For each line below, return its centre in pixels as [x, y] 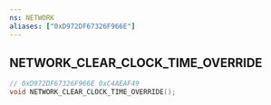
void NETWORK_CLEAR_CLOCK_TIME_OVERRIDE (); [93, 92]
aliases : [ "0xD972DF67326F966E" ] [73, 26]
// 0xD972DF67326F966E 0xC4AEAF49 [75, 84]
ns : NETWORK [32, 18]
